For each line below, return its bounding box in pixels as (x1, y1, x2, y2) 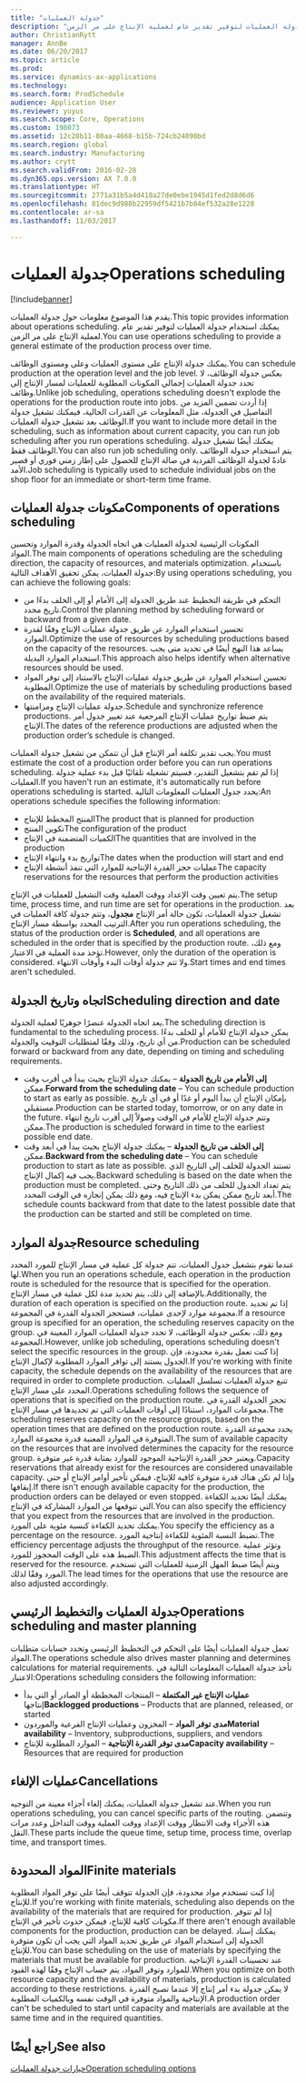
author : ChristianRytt (10, 30, 96, 39)
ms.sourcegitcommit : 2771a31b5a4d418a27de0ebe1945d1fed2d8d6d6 (10, 191, 255, 200)
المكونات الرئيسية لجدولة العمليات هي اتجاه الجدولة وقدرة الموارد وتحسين (10, 538, 260, 549)
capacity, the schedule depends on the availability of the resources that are (10, 1365, 293, 1376)
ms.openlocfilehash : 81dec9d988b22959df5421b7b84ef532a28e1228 (10, 199, 255, 209)
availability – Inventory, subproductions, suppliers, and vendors (23, 1727, 262, 1738)
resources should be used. (23, 662, 123, 673)
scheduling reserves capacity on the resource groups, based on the (10, 1414, 264, 1424)
